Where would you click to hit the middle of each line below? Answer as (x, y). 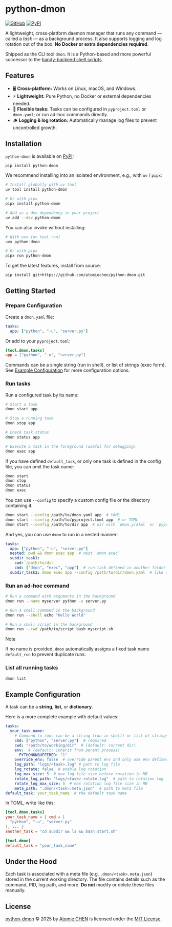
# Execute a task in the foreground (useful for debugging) (71, 446)
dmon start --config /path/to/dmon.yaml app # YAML (63, 515)
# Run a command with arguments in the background (60, 596)
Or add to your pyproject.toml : (38, 341)
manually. (15, 890)
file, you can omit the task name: (40, 466)
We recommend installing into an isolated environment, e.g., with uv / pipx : (84, 175)
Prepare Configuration (34, 305)
